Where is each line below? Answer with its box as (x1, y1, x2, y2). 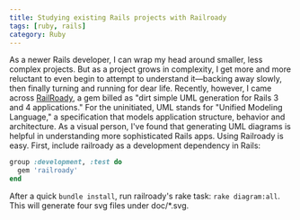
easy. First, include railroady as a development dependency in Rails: (9, 140, 261, 151)
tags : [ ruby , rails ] (9, 22, 87, 31)
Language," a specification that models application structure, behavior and (9, 111, 286, 122)
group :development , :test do (9, 158, 123, 167)
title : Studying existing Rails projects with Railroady (9, 13, 227, 22)
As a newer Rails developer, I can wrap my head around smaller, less (9, 55, 263, 66)
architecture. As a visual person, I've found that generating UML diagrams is (9, 121, 292, 132)
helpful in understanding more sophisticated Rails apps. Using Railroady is (9, 131, 285, 142)
